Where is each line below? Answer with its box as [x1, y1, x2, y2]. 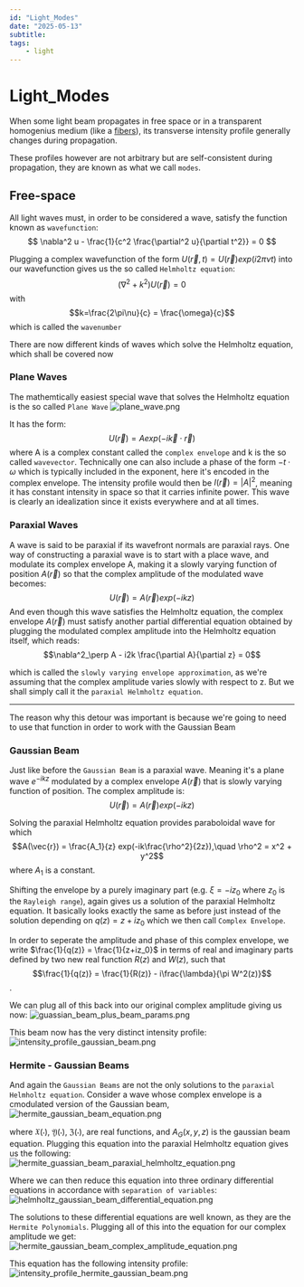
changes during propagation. [9, 135, 118, 146]
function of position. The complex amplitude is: [9, 785, 185, 796]
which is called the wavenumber [9, 321, 122, 332]
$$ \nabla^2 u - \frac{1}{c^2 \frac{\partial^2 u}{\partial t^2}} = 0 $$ [27, 236, 277, 247]
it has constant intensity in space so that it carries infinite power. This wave [9, 487, 290, 497]
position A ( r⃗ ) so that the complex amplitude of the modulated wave [9, 568, 264, 579]
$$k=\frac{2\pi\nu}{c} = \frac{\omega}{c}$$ [69, 307, 235, 317]
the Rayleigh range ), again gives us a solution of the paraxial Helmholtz [9, 896, 276, 907]
